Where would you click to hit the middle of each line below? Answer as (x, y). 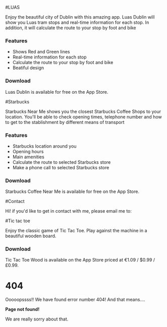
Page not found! (22, 309)
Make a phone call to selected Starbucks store (61, 167)
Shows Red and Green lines (41, 52)
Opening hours (28, 151)
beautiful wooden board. (31, 236)
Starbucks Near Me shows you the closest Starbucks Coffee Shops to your (83, 111)
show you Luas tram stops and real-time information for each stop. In (77, 22)
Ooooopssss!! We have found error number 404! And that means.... (75, 300)
